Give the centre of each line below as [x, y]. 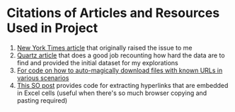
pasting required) [42, 100]
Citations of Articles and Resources [113, 13]
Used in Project [52, 28]
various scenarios [43, 78]
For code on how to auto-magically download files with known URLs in [120, 70]
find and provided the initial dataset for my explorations [97, 62]
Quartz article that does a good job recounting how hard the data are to [121, 55]
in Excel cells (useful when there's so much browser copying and [112, 93]
